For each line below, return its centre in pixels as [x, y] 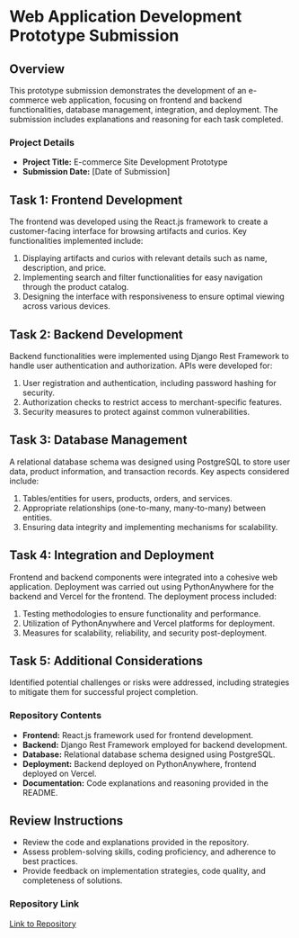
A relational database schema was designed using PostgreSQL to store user [149, 462]
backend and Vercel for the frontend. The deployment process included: [143, 596]
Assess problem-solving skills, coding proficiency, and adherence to [149, 852]
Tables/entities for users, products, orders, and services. [127, 498]
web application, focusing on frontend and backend [146, 100]
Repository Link [44, 904]
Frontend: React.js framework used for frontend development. [138, 735]
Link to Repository [43, 924]
